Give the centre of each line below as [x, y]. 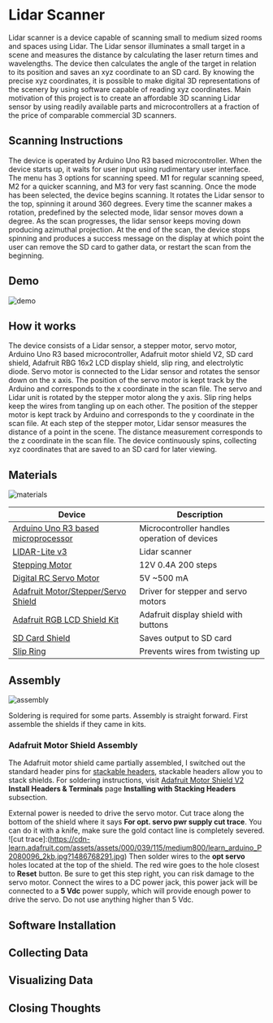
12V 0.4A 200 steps [178, 565]
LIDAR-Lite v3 [40, 552]
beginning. [26, 255]
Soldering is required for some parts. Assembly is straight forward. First [128, 716]
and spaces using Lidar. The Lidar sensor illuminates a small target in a [127, 46]
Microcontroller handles [184, 529]
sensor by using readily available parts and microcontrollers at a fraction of [134, 107]
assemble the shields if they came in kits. [77, 724]
